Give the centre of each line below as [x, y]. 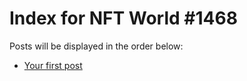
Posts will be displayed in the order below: [96, 46]
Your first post [53, 65]
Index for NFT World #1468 [123, 18]
